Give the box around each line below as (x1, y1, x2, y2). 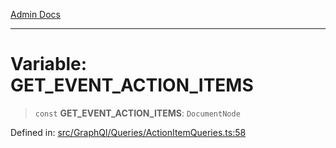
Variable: (10, 53, 88, 76)
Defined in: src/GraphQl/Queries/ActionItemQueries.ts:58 (10, 126, 247, 138)
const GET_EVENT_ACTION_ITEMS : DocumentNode (34, 107, 241, 119)
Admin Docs (10, 9, 61, 20)
